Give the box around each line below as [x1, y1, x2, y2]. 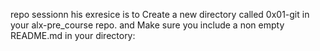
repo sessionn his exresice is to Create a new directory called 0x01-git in [10, 9, 310, 20]
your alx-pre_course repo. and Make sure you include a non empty [10, 19, 285, 31]
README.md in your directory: [10, 30, 136, 41]
